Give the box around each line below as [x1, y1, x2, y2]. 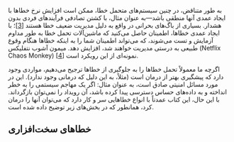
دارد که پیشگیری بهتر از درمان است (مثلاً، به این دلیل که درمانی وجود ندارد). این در [8, 72, 224, 81]
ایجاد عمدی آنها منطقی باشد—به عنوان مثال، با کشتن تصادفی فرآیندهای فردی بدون [8, 13, 226, 22]
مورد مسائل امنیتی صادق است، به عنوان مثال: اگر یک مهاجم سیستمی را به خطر [8, 80, 218, 88]
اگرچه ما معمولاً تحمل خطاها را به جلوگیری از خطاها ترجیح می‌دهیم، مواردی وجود [8, 65, 221, 73]
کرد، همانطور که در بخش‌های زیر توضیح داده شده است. [8, 103, 155, 111]
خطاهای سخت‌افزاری [8, 124, 91, 136]
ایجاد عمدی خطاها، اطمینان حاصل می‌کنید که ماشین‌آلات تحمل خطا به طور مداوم [8, 28, 221, 37]
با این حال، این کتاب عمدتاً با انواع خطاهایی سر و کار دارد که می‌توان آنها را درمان [8, 95, 220, 104]
